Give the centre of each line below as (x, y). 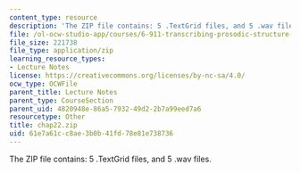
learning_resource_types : (57, 59)
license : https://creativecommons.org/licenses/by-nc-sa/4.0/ (127, 76)
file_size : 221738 (43, 42)
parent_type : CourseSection (62, 100)
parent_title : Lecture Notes (63, 92)
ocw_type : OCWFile (43, 84)
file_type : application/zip (62, 51)
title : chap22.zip (43, 126)
